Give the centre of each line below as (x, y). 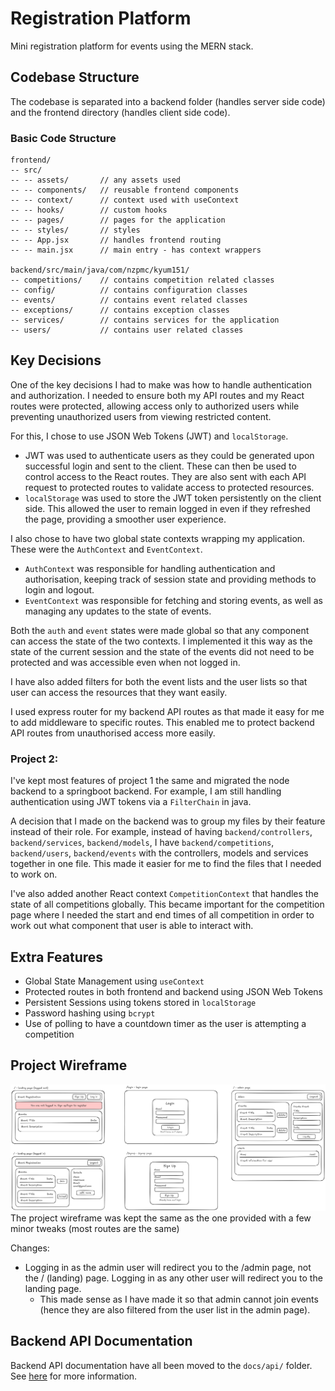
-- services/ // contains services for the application (145, 320)
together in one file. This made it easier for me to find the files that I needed (166, 864)
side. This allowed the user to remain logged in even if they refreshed (167, 508)
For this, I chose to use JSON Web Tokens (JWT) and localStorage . (149, 436)
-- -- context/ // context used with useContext (125, 200)
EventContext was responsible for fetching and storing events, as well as (173, 600)
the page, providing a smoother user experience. (125, 519)
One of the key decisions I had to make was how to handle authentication (161, 384)
